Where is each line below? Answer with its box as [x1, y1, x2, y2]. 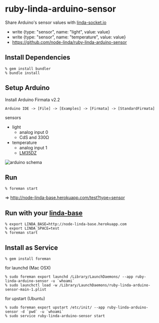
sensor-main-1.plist [5, 287, 47, 292]
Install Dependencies [5, 54, 70, 62]
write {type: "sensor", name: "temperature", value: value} [12, 34, 126, 40]
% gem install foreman [5, 256, 51, 261]
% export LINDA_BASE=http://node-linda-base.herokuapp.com [5, 222, 127, 227]
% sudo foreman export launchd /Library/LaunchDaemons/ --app [5, 274, 133, 279]
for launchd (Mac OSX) [5, 265, 51, 270]
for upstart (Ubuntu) [5, 296, 45, 301]
